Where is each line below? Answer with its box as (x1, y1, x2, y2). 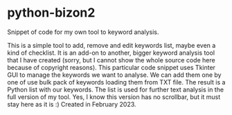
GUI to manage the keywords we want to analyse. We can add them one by (7, 71, 222, 79)
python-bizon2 (7, 5, 96, 21)
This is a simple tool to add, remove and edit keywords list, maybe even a (7, 41, 216, 49)
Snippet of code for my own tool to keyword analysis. (7, 28, 159, 36)
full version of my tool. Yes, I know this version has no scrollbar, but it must (7, 92, 221, 101)
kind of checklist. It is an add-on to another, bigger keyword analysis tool (7, 48, 215, 57)
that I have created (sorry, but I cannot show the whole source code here (7, 55, 216, 64)
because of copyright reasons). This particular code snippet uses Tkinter (7, 63, 216, 71)
